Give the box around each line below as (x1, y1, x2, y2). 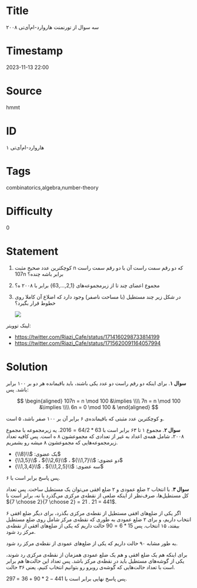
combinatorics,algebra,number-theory (6, 184, 99, 191)
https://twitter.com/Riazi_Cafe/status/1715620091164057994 (14, 340, 161, 347)
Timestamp (6, 44, 64, 58)
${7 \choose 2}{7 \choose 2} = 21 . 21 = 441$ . (6, 498, 117, 505)
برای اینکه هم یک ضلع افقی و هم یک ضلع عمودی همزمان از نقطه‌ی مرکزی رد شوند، (6, 551, 188, 558)
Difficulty (6, 204, 53, 218)
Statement (6, 244, 59, 258)
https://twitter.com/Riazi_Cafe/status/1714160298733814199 (14, 333, 160, 340)
